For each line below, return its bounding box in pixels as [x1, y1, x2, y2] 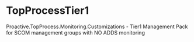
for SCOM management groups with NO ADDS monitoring [6, 29, 145, 36]
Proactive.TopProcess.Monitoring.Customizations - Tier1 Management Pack [6, 23, 188, 30]
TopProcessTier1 [6, 4, 89, 17]
